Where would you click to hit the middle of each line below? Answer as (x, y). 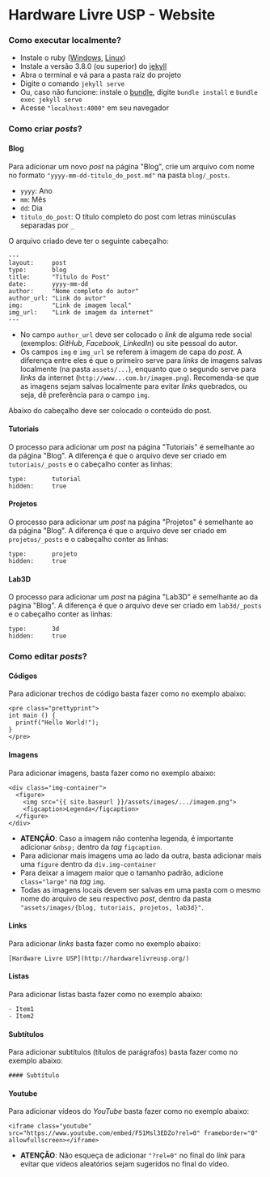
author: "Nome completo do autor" (74, 291)
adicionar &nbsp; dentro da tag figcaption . (91, 847)
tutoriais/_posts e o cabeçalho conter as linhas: (90, 464)
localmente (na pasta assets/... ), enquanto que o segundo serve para (138, 369)
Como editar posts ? (48, 656)
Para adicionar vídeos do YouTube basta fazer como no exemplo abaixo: (129, 1111)
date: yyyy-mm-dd (49, 284)
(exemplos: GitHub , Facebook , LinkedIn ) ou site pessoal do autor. (129, 343)
